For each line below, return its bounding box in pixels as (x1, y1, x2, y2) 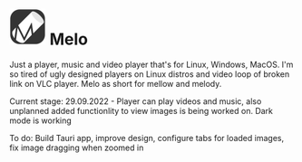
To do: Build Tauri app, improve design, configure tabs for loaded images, (9, 132, 284, 143)
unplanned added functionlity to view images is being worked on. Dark (9, 105, 274, 116)
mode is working (9, 115, 73, 126)
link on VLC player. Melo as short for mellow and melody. (9, 78, 222, 89)
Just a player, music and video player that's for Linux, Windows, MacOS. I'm (9, 59, 294, 70)
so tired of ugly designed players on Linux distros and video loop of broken (9, 68, 290, 80)
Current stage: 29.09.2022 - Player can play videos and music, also (9, 95, 262, 107)
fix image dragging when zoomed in (9, 142, 144, 153)
